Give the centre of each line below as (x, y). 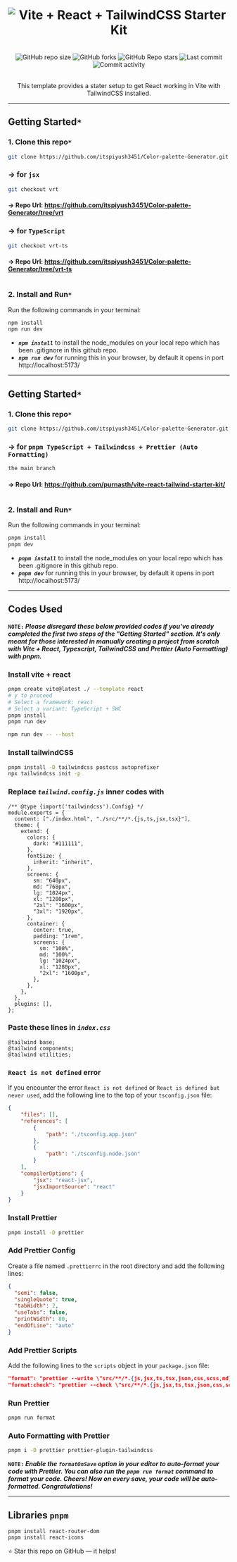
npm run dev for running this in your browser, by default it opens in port (121, 358)
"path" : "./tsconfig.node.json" (93, 1154)
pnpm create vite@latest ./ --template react (76, 689)
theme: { (27, 825)
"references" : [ (45, 1121)
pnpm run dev (27, 722)
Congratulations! (68, 1487)
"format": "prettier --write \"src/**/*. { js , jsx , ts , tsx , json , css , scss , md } (120, 1379)
